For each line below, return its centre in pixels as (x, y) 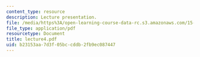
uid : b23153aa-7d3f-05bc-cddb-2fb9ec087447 (61, 45)
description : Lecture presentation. (51, 17)
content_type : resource (36, 12)
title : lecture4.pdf (32, 39)
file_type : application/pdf (41, 28)
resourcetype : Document (36, 34)
